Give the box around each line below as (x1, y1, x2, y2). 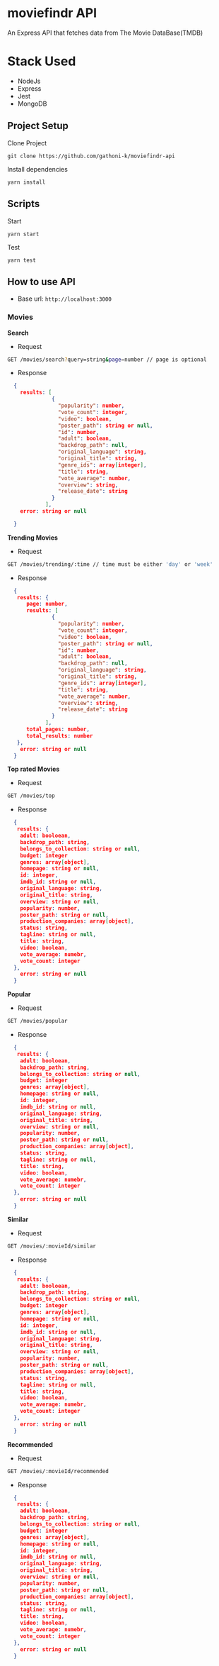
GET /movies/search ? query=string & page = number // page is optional (7, 356, 207, 363)
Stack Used (7, 53, 76, 70)
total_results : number (25, 732, 93, 739)
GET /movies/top (7, 792, 55, 799)
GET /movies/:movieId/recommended (7, 1467, 109, 1475)
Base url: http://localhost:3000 (17, 294, 112, 303)
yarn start (7, 231, 40, 238)
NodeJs (17, 77, 41, 85)
